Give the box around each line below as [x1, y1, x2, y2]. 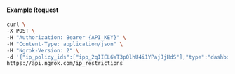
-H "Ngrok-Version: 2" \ [6, 47, 79, 54]
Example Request [6, 6, 59, 14]
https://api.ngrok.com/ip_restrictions [6, 60, 123, 67]
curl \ [6, 21, 26, 28]
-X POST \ [6, 28, 36, 35]
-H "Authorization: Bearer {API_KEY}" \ [6, 34, 127, 41]
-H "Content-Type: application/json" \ [6, 40, 123, 47]
